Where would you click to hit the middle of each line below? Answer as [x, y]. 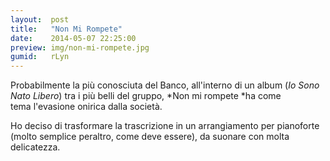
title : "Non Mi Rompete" [66, 29]
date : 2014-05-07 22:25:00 [73, 38]
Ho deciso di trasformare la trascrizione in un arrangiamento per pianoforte [165, 126]
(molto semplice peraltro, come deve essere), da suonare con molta [150, 137]
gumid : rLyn [40, 57]
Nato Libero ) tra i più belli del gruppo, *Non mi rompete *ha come [146, 96]
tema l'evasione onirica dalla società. [86, 107]
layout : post [40, 19]
